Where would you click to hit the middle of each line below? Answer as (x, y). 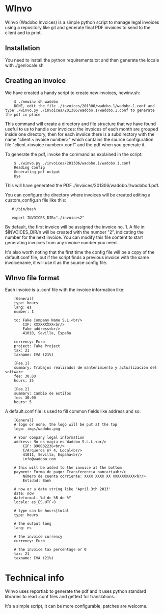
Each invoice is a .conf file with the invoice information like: (65, 290)
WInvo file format (32, 278)
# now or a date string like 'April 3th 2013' (62, 489)
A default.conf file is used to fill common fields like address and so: (73, 411)
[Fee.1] (22, 363)
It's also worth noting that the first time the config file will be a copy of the (80, 252)
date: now (24, 494)
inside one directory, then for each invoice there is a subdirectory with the (80, 134)
